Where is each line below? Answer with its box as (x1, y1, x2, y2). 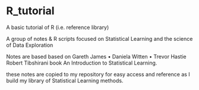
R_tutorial (6, 4, 55, 18)
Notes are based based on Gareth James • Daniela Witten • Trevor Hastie (6, 53, 187, 60)
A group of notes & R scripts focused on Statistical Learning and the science (6, 35, 193, 42)
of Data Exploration (6, 41, 53, 49)
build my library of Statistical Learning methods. (6, 77, 124, 84)
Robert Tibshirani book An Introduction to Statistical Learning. (6, 59, 157, 66)
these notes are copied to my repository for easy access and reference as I (6, 70, 190, 78)
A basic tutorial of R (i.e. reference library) (6, 24, 109, 31)
